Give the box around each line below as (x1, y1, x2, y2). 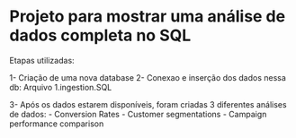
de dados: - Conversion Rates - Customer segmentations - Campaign (9, 108, 267, 119)
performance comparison (9, 118, 104, 129)
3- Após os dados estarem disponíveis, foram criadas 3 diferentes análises (9, 99, 287, 109)
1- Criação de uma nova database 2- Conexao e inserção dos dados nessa (9, 72, 286, 82)
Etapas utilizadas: (9, 55, 75, 65)
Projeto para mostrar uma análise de (9, 6, 286, 27)
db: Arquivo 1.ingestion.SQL (9, 82, 112, 92)
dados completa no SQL (9, 25, 192, 46)
